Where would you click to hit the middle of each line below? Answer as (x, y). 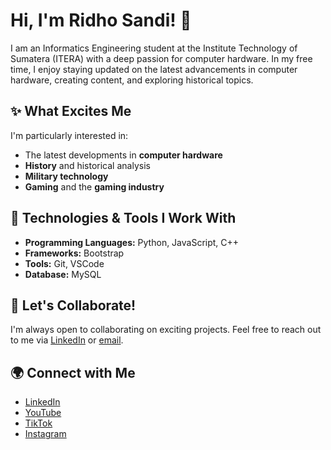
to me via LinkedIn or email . (67, 340)
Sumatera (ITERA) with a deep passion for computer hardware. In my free (161, 58)
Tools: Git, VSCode (64, 263)
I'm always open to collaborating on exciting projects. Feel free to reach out (166, 330)
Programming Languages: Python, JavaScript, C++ (132, 242)
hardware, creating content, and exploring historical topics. (132, 80)
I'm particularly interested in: (69, 135)
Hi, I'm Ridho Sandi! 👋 (101, 20)
